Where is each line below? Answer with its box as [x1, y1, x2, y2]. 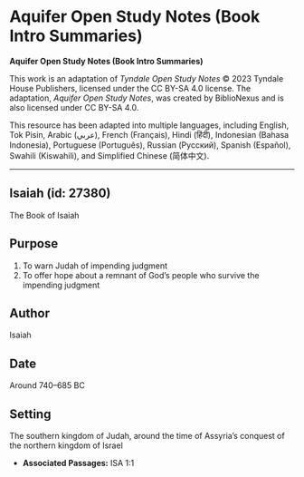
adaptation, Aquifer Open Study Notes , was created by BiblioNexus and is [9, 92, 285, 103]
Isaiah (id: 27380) [9, 186, 111, 201]
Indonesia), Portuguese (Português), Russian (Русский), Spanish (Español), [9, 139, 291, 151]
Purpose [9, 236, 59, 251]
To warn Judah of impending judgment [22, 260, 168, 271]
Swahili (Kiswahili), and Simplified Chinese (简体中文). [9, 150, 210, 161]
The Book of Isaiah [9, 209, 80, 220]
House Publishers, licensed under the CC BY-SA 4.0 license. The [9, 83, 252, 93]
